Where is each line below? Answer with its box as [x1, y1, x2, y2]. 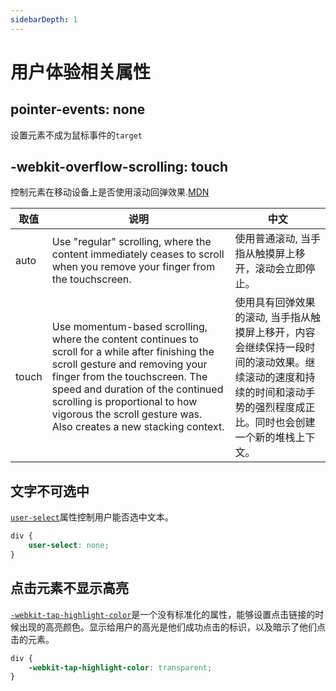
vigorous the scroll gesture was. [51, 407, 203, 421]
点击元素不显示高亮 [10, 580, 129, 597]
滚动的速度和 [244, 371, 306, 385]
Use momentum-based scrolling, [51, 320, 208, 334]
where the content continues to [51, 332, 199, 346]
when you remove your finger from [51, 260, 216, 274]
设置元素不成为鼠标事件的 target [10, 129, 143, 141]
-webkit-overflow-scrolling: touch [10, 159, 228, 176]
